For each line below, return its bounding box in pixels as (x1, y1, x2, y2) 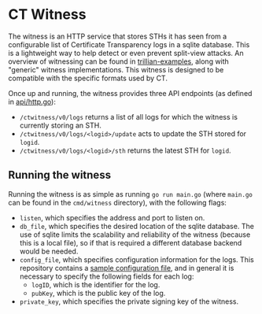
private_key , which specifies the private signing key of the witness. (19, 297, 238, 306)
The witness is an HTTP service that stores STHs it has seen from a (8, 31, 227, 41)
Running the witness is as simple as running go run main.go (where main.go (8, 189, 253, 198)
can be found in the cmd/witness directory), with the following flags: (8, 198, 227, 207)
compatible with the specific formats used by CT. (8, 73, 168, 83)
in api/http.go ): (8, 97, 57, 106)
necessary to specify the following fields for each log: (19, 272, 194, 281)
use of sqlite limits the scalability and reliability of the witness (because (19, 230, 251, 239)
